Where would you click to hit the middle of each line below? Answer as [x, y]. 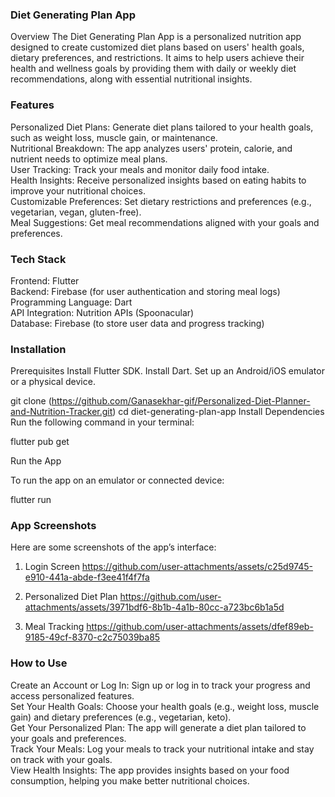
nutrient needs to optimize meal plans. [89, 159]
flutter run [31, 500]
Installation [38, 349]
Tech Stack [38, 259]
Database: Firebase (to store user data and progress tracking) [137, 323]
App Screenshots [53, 526]
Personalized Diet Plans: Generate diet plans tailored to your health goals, [162, 127]
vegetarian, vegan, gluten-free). [76, 212]
